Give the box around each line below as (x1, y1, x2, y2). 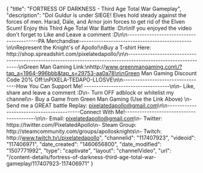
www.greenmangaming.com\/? (105, 63, 182, 70)
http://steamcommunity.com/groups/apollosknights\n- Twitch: (6, 127, 162, 135)
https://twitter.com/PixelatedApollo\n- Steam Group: (6, 121, 137, 128)
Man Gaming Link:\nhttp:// (40, 63, 106, 70)
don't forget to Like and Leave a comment (6, 31, 111, 38)
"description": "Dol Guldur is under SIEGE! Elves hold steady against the (6, 12, 187, 19)
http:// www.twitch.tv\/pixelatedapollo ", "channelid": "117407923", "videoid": (6, 134, 196, 141)
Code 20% (6, 76, 33, 83)
